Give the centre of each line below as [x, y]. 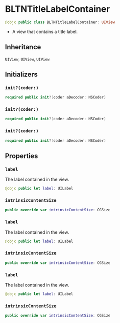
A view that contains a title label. [45, 32]
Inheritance [23, 47]
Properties [22, 156]
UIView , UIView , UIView [27, 59]
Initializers [22, 75]
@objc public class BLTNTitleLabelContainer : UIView [60, 22]
